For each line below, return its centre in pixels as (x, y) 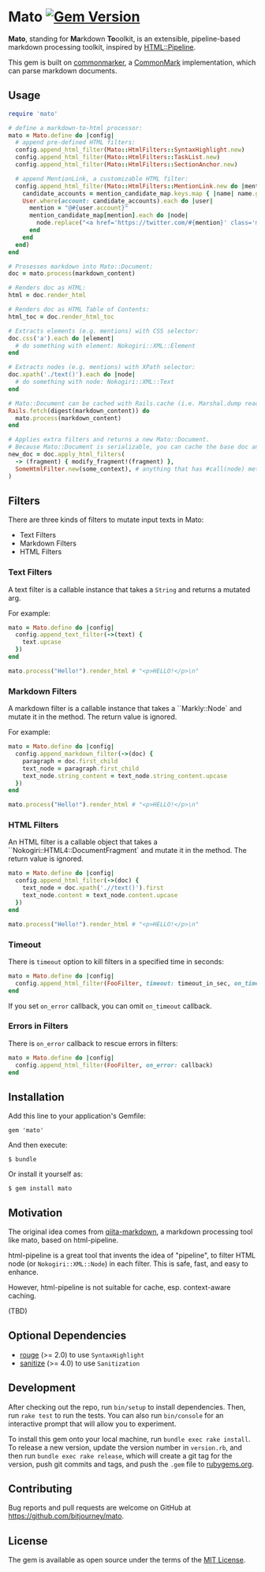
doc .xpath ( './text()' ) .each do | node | (72, 374)
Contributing (40, 1489)
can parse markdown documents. (63, 70)
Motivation (35, 1213)
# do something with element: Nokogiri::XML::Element (105, 346)
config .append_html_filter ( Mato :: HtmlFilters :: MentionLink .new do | (130, 186)
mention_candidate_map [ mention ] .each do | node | (109, 216)
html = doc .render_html (47, 296)
